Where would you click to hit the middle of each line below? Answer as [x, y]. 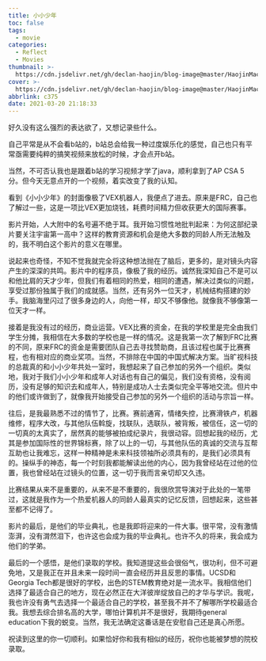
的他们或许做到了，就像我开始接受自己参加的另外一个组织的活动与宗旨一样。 [133, 397]
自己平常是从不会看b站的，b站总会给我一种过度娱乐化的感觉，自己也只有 [127, 144]
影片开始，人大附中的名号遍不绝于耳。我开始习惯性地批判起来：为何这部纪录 [133, 224]
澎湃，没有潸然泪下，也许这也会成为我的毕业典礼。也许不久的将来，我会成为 [133, 536]
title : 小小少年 [32, 15]
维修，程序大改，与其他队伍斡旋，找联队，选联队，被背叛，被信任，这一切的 [133, 424]
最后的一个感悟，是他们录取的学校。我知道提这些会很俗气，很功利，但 [123, 563]
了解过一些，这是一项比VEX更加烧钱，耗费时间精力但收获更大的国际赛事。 [129, 207]
